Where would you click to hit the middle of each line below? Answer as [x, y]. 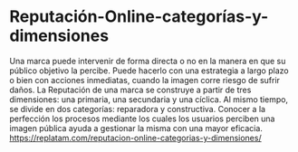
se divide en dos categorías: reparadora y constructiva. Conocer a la [137, 109]
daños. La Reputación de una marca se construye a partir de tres [130, 90]
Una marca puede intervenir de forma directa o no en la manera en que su [148, 61]
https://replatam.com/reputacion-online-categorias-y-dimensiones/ [135, 138]
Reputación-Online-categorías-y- [139, 17]
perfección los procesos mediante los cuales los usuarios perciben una [142, 119]
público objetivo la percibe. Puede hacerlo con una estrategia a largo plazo [149, 71]
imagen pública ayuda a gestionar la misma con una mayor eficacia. [136, 128]
